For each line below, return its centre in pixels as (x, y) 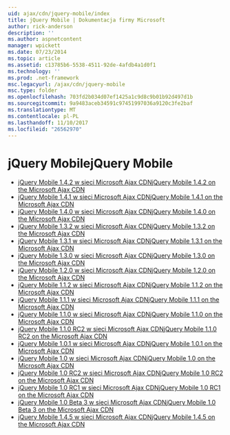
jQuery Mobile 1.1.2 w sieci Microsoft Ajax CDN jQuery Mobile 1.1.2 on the (120, 285)
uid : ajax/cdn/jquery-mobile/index (59, 13)
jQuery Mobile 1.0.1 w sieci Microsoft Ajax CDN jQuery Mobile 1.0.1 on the (120, 344)
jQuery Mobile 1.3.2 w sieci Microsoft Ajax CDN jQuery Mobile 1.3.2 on (116, 226)
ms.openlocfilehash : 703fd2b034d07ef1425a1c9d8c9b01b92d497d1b (101, 97)
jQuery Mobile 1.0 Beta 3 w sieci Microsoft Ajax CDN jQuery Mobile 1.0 (117, 403)
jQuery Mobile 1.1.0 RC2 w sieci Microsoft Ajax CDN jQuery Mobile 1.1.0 (117, 329)
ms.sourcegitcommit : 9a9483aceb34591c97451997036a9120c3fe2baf (101, 104)
